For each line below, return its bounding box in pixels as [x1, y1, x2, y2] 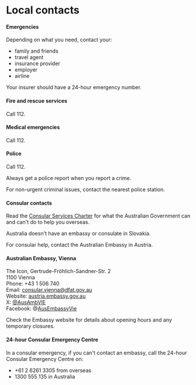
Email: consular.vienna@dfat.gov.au [6, 287, 92, 294]
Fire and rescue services [6, 97, 67, 104]
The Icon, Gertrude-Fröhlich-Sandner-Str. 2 [6, 268, 111, 275]
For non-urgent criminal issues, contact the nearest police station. [6, 186, 166, 193]
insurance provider [14, 60, 60, 67]
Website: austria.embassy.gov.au [6, 292, 86, 299]
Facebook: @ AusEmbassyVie [6, 305, 77, 312]
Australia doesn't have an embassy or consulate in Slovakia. [6, 230, 151, 237]
